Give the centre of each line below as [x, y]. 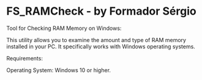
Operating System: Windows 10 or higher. [59, 70]
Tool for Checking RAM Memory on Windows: [64, 28]
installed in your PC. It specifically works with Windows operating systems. [101, 46]
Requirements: [24, 58]
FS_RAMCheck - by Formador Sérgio [102, 11]
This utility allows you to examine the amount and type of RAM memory [96, 40]
